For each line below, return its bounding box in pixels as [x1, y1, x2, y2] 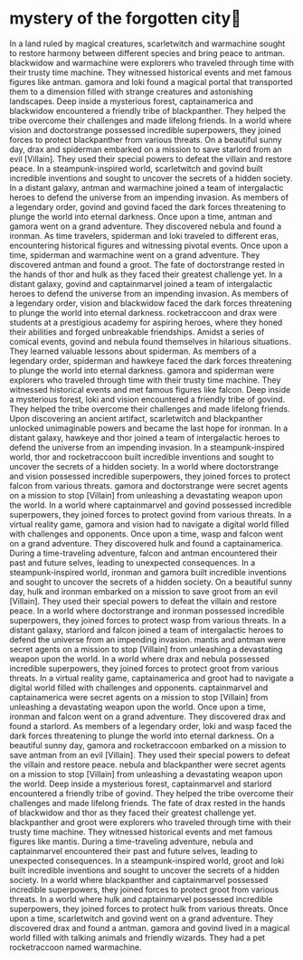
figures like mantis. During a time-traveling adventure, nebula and [9, 836, 254, 847]
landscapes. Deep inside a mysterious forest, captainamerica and [9, 95, 253, 107]
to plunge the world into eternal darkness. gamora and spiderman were [9, 365, 275, 375]
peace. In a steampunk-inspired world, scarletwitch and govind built [9, 163, 263, 174]
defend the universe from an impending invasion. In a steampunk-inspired [9, 442, 285, 452]
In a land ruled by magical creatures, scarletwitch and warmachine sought [9, 38, 286, 49]
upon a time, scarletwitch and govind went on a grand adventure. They [9, 913, 274, 924]
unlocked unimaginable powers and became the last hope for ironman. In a [9, 423, 289, 433]
